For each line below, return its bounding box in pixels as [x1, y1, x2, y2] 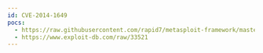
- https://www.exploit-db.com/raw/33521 [14, 33, 148, 41]
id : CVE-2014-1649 [7, 11, 68, 19]
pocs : [7, 19, 25, 26]
